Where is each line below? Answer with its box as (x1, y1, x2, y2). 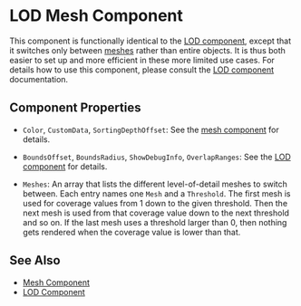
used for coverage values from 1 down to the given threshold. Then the (22, 197, 288, 208)
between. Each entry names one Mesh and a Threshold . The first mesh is (22, 187, 291, 199)
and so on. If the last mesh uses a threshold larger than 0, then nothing (22, 216, 287, 227)
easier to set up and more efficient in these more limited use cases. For (9, 54, 275, 65)
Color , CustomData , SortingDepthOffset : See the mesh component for (22, 124, 279, 135)
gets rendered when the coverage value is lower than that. (22, 226, 241, 237)
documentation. (9, 73, 69, 84)
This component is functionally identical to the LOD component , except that (9, 35, 292, 46)
